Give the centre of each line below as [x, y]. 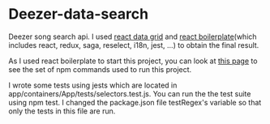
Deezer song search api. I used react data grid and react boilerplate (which [133, 36]
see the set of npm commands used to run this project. [100, 69]
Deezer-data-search [78, 14]
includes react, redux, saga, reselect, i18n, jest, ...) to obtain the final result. [134, 45]
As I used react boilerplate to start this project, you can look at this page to [133, 61]
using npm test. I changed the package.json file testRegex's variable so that [135, 102]
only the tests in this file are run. [62, 111]
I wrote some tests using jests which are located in [93, 85]
